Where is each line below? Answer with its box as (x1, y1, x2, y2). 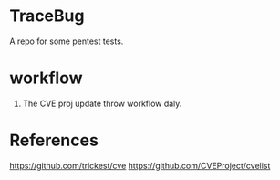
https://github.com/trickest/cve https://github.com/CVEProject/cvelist (9, 160, 271, 171)
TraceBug (9, 5, 85, 26)
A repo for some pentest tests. (9, 36, 124, 47)
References (9, 130, 99, 151)
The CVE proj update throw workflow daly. (22, 98, 182, 109)
